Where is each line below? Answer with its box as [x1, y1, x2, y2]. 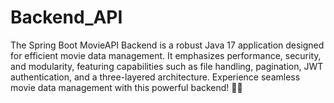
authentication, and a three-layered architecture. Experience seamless [10, 71, 301, 83]
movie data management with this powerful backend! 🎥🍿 [10, 81, 243, 93]
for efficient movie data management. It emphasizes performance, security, [10, 49, 322, 61]
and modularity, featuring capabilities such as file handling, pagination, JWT [10, 60, 324, 72]
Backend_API [10, 6, 123, 29]
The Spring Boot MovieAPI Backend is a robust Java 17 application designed [10, 39, 325, 51]
